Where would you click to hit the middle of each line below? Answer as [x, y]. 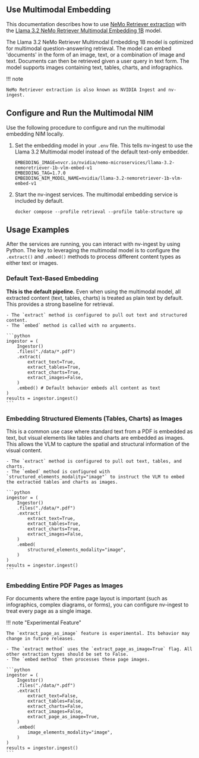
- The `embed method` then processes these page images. [78, 660]
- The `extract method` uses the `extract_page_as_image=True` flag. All [99, 649]
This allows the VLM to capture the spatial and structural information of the [98, 444]
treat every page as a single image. [49, 611]
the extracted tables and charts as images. [62, 482]
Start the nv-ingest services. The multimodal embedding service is [96, 194]
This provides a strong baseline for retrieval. [60, 304]
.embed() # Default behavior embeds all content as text [89, 388]
